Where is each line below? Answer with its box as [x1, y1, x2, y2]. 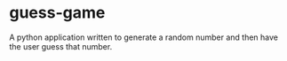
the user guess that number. [9, 41, 113, 51]
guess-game [9, 3, 106, 23]
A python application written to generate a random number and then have [9, 32, 278, 42]
